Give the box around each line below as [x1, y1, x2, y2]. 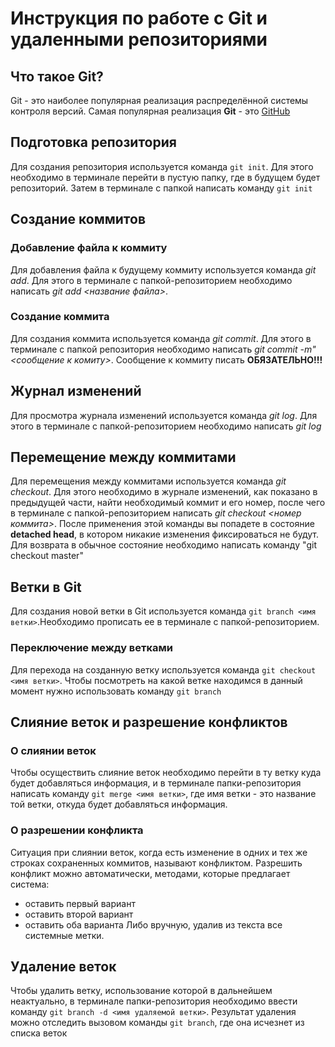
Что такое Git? [10, 68, 104, 85]
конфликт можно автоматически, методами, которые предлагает [10, 867, 291, 879]
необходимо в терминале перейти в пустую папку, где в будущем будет [10, 171, 321, 183]
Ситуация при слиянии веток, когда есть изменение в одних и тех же [10, 846, 308, 858]
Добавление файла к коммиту [10, 241, 168, 255]
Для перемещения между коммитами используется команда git [10, 475, 287, 487]
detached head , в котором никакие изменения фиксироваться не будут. [10, 528, 319, 541]
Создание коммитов [10, 211, 146, 228]
